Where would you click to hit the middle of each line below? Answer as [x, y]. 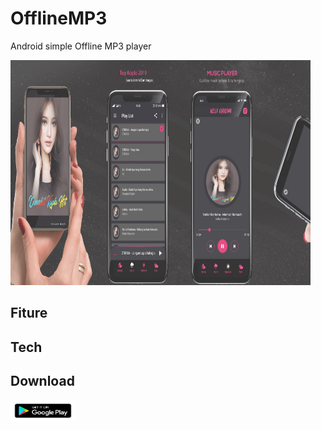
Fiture [29, 313]
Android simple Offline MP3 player [81, 46]
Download [42, 381]
